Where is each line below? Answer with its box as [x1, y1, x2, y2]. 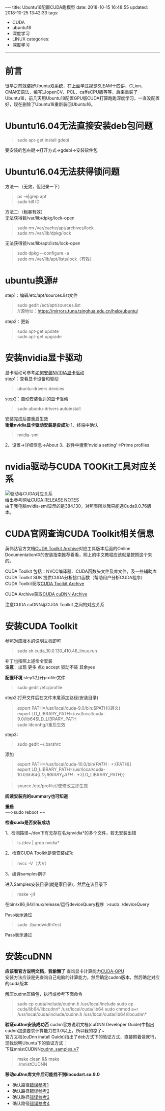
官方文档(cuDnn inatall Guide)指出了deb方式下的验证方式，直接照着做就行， [5, 1034, 159, 1040]
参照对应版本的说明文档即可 [5, 638, 61, 644]
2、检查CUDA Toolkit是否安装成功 [5, 850, 74, 856]
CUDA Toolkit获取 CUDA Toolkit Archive [5, 581, 84, 587]
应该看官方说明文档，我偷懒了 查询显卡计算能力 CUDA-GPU [5, 968, 124, 974]
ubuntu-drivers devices [17, 385, 65, 391]
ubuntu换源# [5, 275, 58, 286]
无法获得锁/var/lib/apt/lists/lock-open [5, 240, 81, 246]
